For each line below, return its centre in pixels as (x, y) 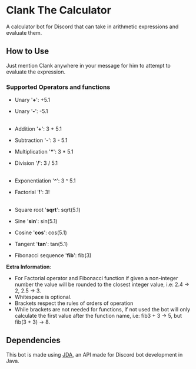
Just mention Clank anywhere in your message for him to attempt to (88, 65)
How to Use (28, 51)
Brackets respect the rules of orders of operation (74, 303)
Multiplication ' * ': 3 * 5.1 (44, 152)
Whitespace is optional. (43, 297)
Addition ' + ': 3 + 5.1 (38, 129)
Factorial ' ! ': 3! (32, 192)
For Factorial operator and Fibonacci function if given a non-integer (96, 278)
